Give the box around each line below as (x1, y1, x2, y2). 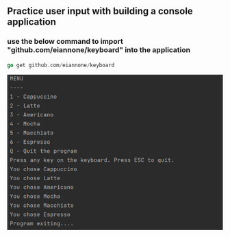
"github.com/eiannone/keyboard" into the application (7, 45, 190, 55)
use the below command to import (7, 37, 123, 47)
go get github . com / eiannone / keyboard (7, 62, 115, 68)
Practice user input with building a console (7, 5, 193, 17)
